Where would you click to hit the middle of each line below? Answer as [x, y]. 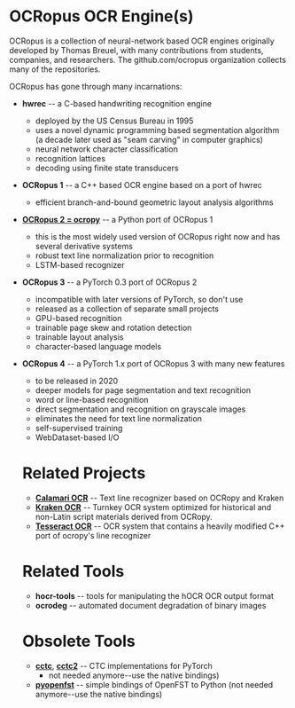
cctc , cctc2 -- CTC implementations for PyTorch [124, 665]
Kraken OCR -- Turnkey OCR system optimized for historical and [153, 507]
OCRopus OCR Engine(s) [101, 16]
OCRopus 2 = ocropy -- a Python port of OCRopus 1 [117, 219]
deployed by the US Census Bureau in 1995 [114, 121]
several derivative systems [84, 246]
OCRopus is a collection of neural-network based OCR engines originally [142, 41]
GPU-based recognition [78, 318]
